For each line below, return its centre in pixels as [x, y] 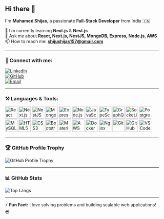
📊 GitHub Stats [24, 178]
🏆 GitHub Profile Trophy [35, 148]
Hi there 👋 [20, 9]
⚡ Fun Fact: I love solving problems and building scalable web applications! [81, 205]
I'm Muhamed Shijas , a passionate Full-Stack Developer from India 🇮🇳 [78, 21]
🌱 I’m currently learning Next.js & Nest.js [46, 30]
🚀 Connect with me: [29, 60]
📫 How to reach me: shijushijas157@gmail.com [54, 41]
